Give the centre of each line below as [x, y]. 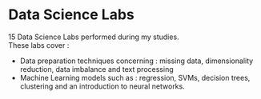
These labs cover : [39, 45]
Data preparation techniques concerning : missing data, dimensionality [137, 61]
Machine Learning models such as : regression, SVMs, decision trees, [135, 77]
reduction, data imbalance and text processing [96, 69]
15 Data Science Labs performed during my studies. [94, 37]
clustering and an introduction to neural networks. [102, 86]
